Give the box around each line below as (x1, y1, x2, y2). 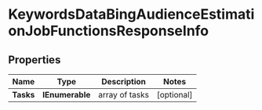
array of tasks (97, 90, 149, 100)
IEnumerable (42, 90, 91, 100)
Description (101, 76, 147, 87)
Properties (8, 53, 61, 66)
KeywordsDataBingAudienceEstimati (8, 5, 255, 23)
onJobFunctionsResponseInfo (8, 22, 209, 40)
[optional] (156, 90, 193, 100)
